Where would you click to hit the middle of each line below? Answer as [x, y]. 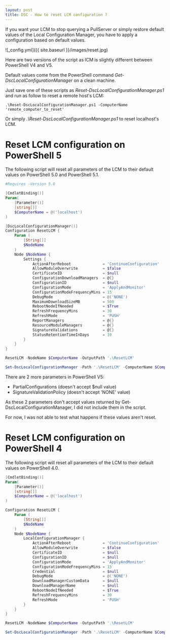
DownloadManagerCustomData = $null [75, 581]
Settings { [35, 259]
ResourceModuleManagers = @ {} [73, 325]
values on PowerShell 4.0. [32, 468]
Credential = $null [75, 571]
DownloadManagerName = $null [75, 586]
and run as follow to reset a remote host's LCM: [55, 95]
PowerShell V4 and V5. [29, 65]
